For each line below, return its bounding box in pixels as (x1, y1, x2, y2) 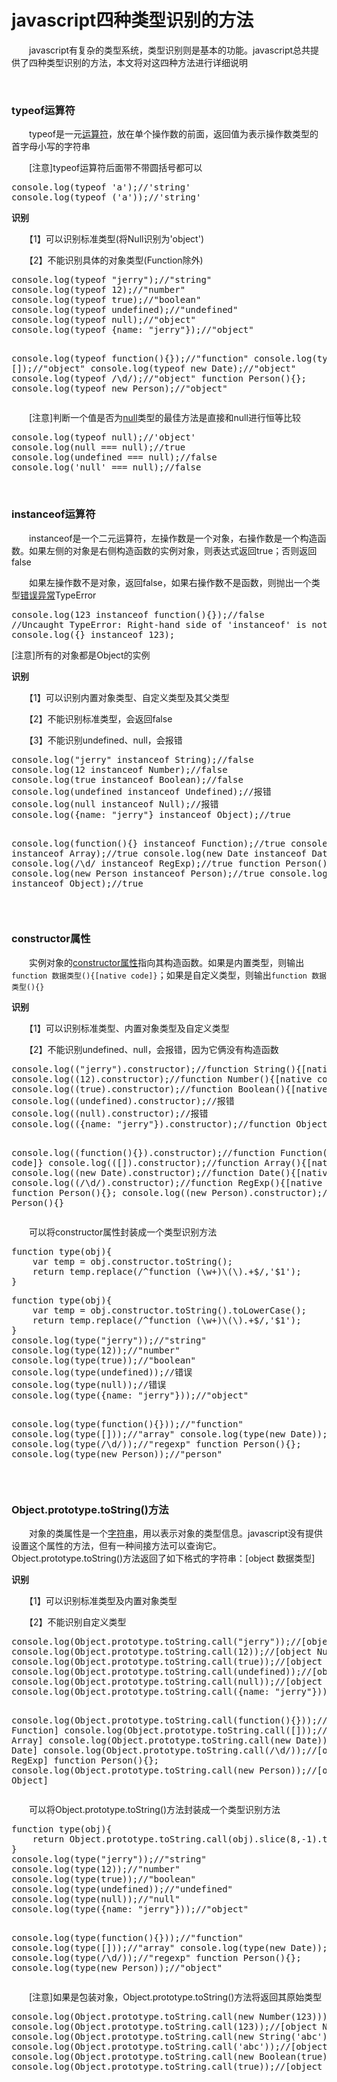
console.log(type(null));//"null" (11, 1894, 181, 1905)
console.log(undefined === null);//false (11, 452, 218, 463)
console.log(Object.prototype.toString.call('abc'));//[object (11, 2041, 328, 2053)
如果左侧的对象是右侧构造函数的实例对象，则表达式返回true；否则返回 (28, 544, 318, 556)
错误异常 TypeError (20, 589, 97, 601)
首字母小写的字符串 (11, 141, 91, 153)
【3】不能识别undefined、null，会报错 (28, 734, 183, 746)
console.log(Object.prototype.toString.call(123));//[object (11, 2021, 318, 2033)
